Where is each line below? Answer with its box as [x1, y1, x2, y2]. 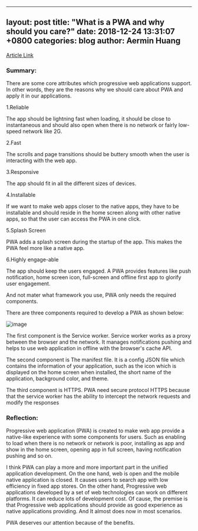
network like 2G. [22, 128, 62, 135]
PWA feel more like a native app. [6, 245, 85, 252]
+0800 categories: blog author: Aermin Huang [6, 36, 181, 46]
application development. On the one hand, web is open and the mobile [6, 470, 180, 477]
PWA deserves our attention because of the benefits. [6, 519, 135, 526]
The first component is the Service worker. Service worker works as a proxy [6, 332, 191, 339]
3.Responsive [6, 169, 39, 176]
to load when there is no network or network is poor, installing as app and [6, 440, 184, 447]
